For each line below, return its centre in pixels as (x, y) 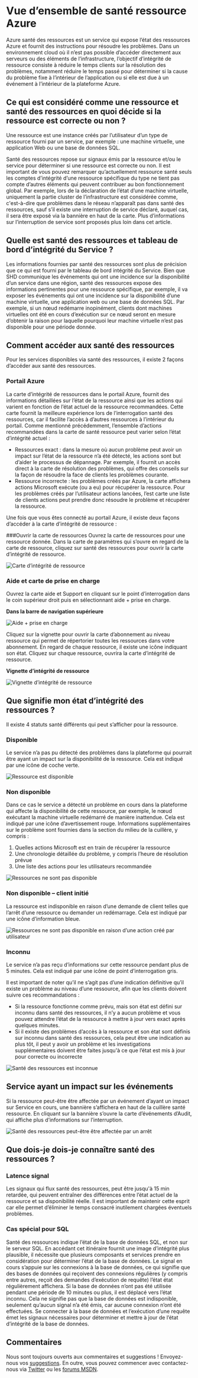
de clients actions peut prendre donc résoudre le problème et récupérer (102, 500)
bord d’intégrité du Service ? (60, 250)
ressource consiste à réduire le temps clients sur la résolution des (86, 65)
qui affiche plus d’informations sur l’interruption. (65, 1120)
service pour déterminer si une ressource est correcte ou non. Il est (88, 165)
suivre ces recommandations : (43, 995)
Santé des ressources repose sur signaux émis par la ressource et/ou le (94, 159)
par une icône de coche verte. (43, 765)
